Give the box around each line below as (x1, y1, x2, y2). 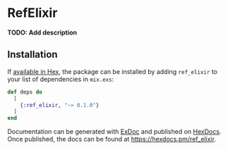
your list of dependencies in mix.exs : (7, 75, 114, 83)
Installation (7, 49, 58, 61)
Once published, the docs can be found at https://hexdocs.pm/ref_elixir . (7, 135, 217, 144)
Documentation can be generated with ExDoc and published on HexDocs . (7, 127, 222, 136)
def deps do (7, 88, 42, 96)
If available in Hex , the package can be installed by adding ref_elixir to (7, 67, 217, 75)
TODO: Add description (7, 28, 78, 37)
